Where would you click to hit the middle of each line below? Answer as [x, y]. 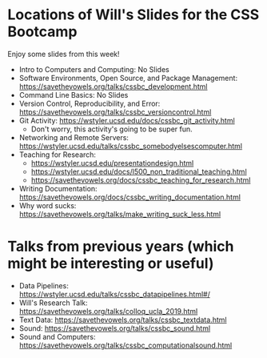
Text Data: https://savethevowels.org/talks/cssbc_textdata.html [123, 320]
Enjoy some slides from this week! [64, 54]
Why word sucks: [48, 205]
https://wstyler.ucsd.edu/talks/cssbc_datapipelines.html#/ [115, 294]
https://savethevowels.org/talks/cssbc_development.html [113, 86]
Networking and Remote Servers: [74, 137]
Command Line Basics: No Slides [74, 95]
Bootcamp [42, 32]
